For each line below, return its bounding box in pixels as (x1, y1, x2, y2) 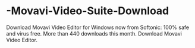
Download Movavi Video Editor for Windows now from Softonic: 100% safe (6, 24, 189, 31)
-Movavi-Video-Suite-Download (6, 4, 169, 18)
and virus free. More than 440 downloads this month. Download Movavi (6, 30, 183, 37)
